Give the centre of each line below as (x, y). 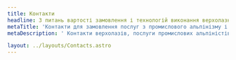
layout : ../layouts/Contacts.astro (59, 46)
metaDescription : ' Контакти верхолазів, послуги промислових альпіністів (119, 33)
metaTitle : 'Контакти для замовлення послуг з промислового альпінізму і (118, 27)
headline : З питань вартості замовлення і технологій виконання (103, 20)
